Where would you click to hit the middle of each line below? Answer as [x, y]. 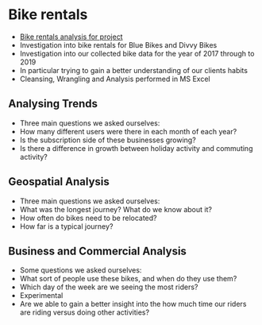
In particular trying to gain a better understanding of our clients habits [134, 70]
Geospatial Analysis [59, 182]
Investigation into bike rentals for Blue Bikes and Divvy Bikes [118, 44]
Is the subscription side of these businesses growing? [108, 140]
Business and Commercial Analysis [97, 251]
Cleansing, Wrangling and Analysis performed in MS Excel [115, 79]
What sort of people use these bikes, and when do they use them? [128, 279]
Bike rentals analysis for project [71, 37]
